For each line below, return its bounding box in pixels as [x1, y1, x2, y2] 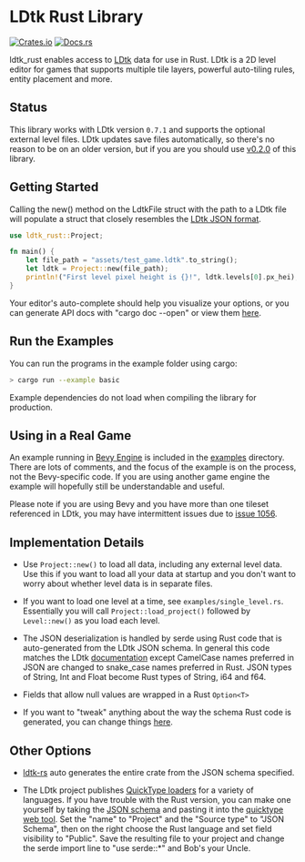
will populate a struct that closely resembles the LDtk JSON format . [9, 213, 262, 224]
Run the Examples [9, 334, 114, 350]
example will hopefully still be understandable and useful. [9, 481, 226, 492]
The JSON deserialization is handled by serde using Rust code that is [22, 633, 282, 644]
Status [9, 100, 48, 116]
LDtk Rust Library [9, 6, 144, 27]
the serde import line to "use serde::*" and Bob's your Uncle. [22, 842, 251, 853]
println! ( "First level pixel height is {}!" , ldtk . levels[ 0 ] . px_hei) [25, 273, 296, 282]
